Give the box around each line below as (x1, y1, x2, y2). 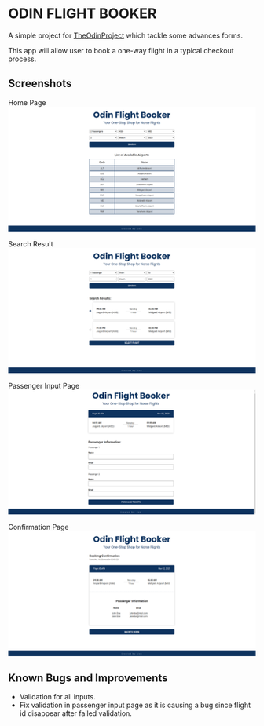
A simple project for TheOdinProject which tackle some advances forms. (8, 31, 244, 40)
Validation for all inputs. (19, 692, 96, 702)
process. (8, 54, 37, 64)
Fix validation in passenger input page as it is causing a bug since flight (19, 700, 251, 710)
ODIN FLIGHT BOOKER (8, 5, 157, 23)
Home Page (8, 97, 46, 107)
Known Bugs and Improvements (8, 671, 168, 684)
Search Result (8, 239, 53, 249)
